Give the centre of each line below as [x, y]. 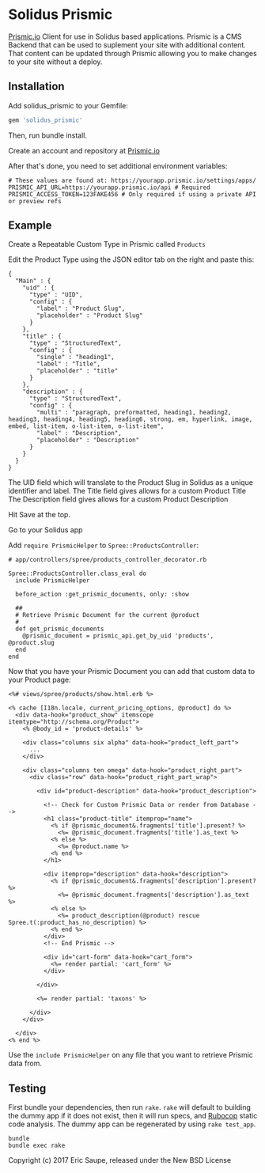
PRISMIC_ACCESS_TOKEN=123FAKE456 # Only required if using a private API [132, 194]
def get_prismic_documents [60, 629]
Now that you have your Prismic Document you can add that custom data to [132, 672]
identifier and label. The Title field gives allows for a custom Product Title [127, 491]
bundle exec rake [37, 1146]
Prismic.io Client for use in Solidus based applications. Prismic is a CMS [125, 36]
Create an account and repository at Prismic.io [84, 150]
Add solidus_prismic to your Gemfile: [68, 105]
